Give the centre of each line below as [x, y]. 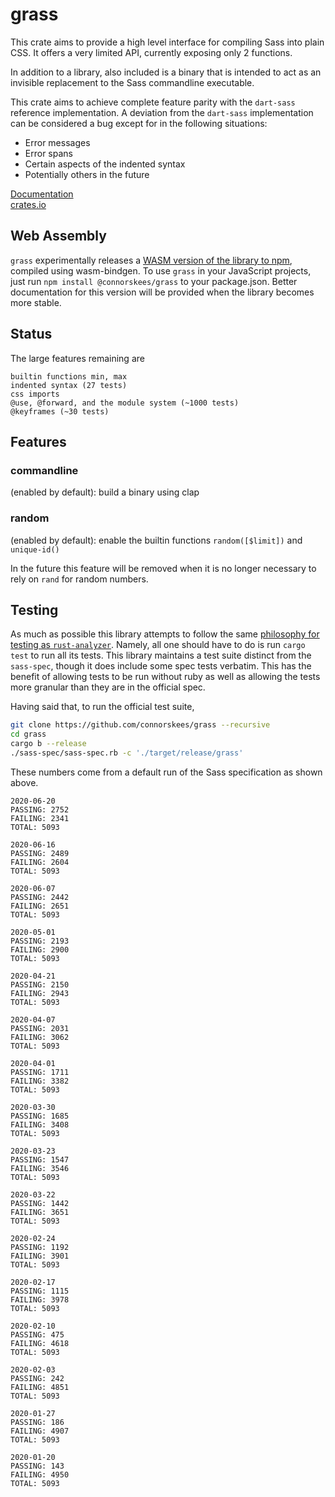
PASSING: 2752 [40, 809]
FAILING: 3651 [40, 1212]
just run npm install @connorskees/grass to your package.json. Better [154, 281]
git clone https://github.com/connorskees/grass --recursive [140, 725]
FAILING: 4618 [40, 1343]
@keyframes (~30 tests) [60, 411]
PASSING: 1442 [40, 1203]
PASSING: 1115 [40, 1291]
